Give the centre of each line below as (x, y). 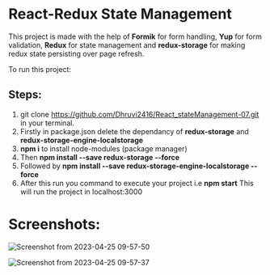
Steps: (25, 95)
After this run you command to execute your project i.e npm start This (137, 183)
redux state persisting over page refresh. (76, 53)
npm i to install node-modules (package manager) (103, 148)
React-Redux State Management (120, 14)
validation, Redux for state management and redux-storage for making (127, 44)
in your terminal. (47, 123)
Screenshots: (55, 224)
